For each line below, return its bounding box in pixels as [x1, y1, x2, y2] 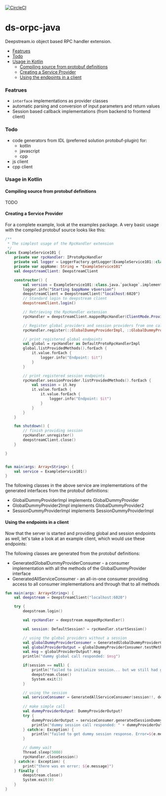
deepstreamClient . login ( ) [23, 301, 77, 306]
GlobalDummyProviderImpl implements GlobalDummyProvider [12, 497, 139, 503]
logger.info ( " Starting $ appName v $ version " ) [23, 287, 116, 292]
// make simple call [23, 704, 65, 709]
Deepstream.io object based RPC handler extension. [5, 38, 112, 44]
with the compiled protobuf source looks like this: [5, 227, 106, 233]
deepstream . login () [23, 609, 63, 614]
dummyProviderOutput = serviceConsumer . [31, 718, 116, 723]
